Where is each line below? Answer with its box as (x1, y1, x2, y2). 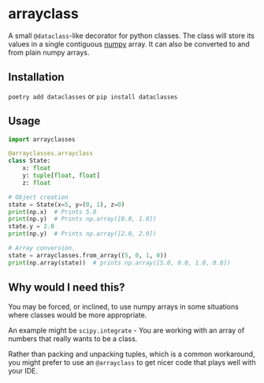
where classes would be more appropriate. (8, 310, 147, 320)
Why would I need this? (8, 281, 125, 295)
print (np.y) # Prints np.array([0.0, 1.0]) (8, 215, 157, 223)
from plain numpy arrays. (8, 47, 90, 57)
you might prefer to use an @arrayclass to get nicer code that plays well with (8, 357, 256, 367)
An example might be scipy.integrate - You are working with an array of (8, 325, 245, 335)
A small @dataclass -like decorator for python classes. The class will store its (8, 31, 255, 40)
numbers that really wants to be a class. (8, 333, 138, 344)
